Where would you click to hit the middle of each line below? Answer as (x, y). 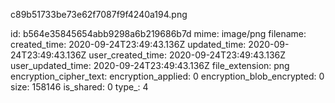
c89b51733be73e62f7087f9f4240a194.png (99, 14)
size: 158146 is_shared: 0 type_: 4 (79, 87)
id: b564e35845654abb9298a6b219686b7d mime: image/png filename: (158, 33)
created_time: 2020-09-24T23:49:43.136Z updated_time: (128, 44)
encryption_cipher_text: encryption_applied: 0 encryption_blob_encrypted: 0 (167, 76)
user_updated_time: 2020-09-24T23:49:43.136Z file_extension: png (150, 65)
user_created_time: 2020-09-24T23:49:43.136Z (187, 55)
